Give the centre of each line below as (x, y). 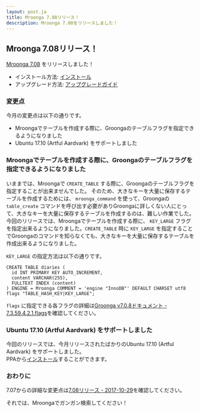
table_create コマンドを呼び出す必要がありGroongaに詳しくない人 (89, 206)
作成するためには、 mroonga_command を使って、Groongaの (98, 198)
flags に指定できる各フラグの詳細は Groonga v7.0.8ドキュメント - (87, 305)
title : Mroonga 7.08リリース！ (43, 17)
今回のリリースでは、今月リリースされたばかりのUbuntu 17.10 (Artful (90, 344)
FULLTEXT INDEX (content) (44, 283)
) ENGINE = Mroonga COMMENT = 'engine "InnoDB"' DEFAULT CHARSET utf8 (96, 288)
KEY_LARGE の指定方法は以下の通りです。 (55, 256)
